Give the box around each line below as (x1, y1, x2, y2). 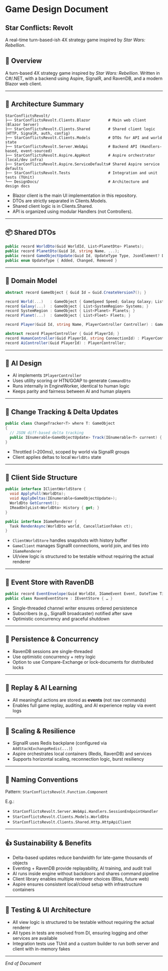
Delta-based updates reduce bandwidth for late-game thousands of (12, 855, 152, 861)
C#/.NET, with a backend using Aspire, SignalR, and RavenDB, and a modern (5, 75, 163, 81)
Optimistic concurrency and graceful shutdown (12, 616, 110, 622)
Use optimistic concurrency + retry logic (12, 654, 96, 660)
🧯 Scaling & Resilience (5, 726, 76, 735)
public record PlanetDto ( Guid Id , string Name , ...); (5, 249, 120, 254)
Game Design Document (5, 4, 108, 15)
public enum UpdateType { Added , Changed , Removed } (5, 258, 117, 263)
